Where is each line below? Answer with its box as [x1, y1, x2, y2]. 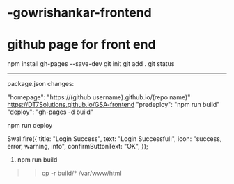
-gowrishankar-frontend [7, 5, 152, 21]
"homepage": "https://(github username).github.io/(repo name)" [7, 93, 191, 101]
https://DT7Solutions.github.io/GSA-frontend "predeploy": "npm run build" [7, 101, 220, 109]
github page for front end [7, 37, 156, 53]
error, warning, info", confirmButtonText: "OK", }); [7, 142, 148, 151]
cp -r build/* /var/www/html [41, 169, 122, 178]
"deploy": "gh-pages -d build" [7, 108, 94, 116]
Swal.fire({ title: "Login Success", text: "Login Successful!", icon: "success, [7, 135, 222, 143]
